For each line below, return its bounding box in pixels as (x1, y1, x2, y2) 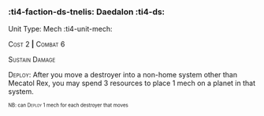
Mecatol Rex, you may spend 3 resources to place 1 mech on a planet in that (8, 78, 256, 88)
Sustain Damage (8, 54, 56, 65)
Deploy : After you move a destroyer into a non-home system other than (8, 70, 238, 80)
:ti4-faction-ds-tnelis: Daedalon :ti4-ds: (8, 6, 165, 17)
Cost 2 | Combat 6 (8, 39, 65, 49)
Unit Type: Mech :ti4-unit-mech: (8, 24, 113, 34)
